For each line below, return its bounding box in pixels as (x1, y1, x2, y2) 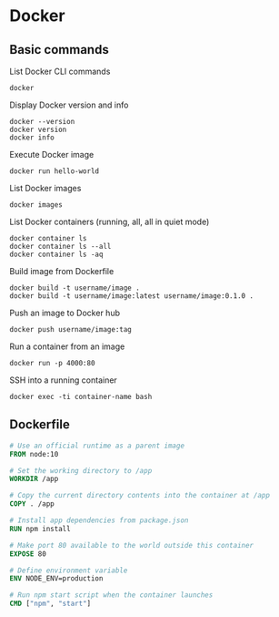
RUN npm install (9, 524, 71, 533)
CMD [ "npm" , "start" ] (9, 599, 92, 609)
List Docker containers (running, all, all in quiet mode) (9, 216, 210, 227)
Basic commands (9, 42, 109, 57)
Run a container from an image (9, 341, 125, 352)
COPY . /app (9, 499, 55, 509)
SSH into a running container (9, 375, 118, 386)
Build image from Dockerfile (9, 266, 115, 276)
